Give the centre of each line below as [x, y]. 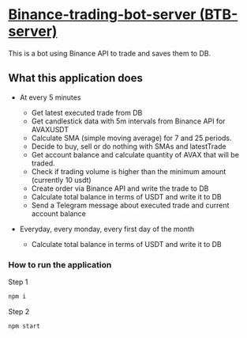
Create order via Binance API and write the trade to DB [120, 188]
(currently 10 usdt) [62, 180]
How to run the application [60, 264]
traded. [43, 163]
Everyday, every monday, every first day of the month [107, 229]
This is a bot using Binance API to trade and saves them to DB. [110, 53]
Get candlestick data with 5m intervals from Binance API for [128, 121]
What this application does [76, 78]
